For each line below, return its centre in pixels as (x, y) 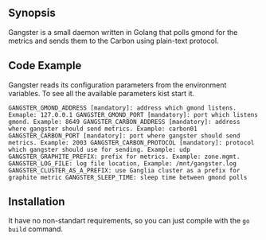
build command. (36, 229)
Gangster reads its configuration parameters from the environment (117, 85)
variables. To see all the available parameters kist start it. (102, 93)
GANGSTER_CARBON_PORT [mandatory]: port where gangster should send (124, 135)
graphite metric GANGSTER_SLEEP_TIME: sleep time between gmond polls (128, 177)
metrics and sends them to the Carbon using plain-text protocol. (113, 41)
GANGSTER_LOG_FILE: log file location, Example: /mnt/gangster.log (123, 163)
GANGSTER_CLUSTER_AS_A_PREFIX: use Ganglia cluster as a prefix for (124, 170)
